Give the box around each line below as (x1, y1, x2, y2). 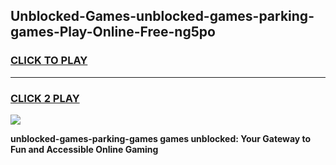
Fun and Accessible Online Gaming (10, 143, 159, 155)
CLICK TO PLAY (10, 54, 88, 68)
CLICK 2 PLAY (10, 91, 80, 105)
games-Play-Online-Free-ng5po (10, 24, 216, 41)
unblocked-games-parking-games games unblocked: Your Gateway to (10, 132, 312, 144)
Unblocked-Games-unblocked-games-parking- (10, 8, 315, 25)
